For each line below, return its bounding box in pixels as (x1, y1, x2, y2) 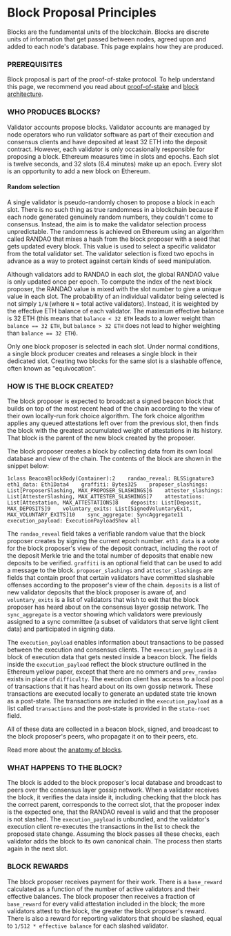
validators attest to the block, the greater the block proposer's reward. (7, 906, 207, 915)
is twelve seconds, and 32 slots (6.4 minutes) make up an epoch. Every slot (7, 159, 222, 168)
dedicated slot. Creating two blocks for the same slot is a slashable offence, (7, 357, 223, 365)
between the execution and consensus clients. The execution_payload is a (7, 645, 218, 654)
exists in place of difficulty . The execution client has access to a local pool (7, 675, 224, 683)
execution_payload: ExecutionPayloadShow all (7, 518, 140, 525)
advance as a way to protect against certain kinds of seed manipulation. (7, 257, 212, 265)
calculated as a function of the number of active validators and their (7, 885, 200, 893)
